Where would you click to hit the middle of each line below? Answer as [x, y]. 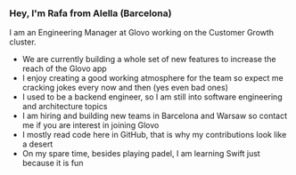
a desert [37, 144]
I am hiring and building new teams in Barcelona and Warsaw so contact [155, 116]
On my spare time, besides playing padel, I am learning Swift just [141, 154]
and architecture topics [65, 107]
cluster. [23, 42]
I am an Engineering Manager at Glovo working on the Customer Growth [142, 33]
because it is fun [53, 163]
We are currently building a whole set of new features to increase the [149, 60]
